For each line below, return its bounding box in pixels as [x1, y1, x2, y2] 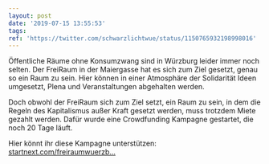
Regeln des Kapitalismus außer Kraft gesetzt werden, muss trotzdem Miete [8, 106, 256, 116]
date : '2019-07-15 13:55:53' [8, 19, 106, 27]
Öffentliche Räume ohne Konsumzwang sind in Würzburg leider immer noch [8, 56, 259, 66]
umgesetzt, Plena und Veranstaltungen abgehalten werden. [8, 82, 205, 92]
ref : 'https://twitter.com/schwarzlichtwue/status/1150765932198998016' [8, 34, 257, 43]
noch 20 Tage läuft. [8, 123, 73, 133]
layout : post [8, 11, 52, 20]
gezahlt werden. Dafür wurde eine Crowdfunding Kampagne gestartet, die [8, 114, 255, 125]
